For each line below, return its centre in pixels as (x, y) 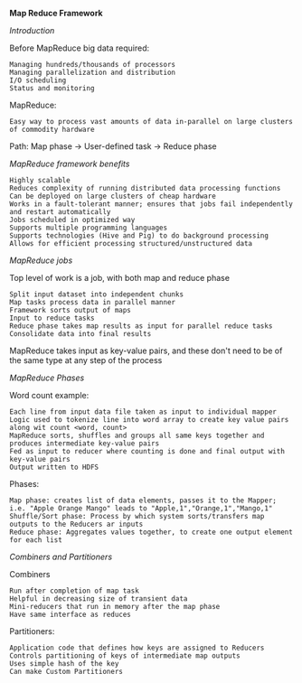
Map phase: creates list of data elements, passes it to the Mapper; (143, 501)
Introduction (32, 30)
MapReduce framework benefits (70, 164)
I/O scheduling (38, 80)
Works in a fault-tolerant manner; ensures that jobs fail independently (151, 204)
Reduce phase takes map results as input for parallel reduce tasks (141, 326)
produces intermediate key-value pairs (85, 444)
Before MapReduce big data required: (80, 48)
